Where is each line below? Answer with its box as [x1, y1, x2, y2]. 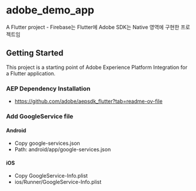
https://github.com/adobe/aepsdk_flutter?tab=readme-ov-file [14, 98, 163, 105]
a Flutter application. [6, 70, 56, 77]
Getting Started [6, 48, 64, 58]
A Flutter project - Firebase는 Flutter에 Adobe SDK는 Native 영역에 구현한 [6, 23, 180, 30]
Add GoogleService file [6, 112, 74, 120]
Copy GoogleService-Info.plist [14, 172, 88, 179]
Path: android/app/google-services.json [14, 146, 111, 153]
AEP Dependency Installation [6, 84, 91, 92]
